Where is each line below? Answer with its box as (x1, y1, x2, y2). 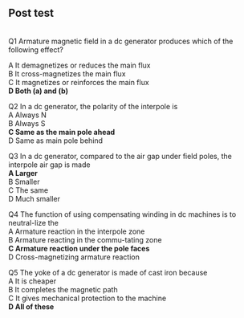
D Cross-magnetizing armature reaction (8, 252, 140, 262)
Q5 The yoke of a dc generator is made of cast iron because (8, 267, 208, 277)
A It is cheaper (8, 276, 57, 286)
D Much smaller (8, 194, 60, 203)
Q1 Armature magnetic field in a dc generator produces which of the (8, 36, 234, 46)
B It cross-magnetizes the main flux (8, 68, 126, 79)
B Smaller (8, 177, 40, 186)
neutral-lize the (8, 218, 59, 227)
